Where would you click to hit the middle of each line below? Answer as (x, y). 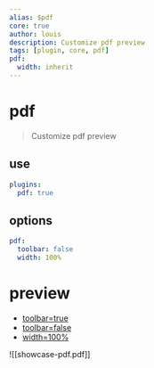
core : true (29, 26)
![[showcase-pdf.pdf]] (50, 354)
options (31, 221)
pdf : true (35, 192)
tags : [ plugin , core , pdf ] (59, 51)
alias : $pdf (31, 17)
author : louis (36, 34)
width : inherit (45, 68)
